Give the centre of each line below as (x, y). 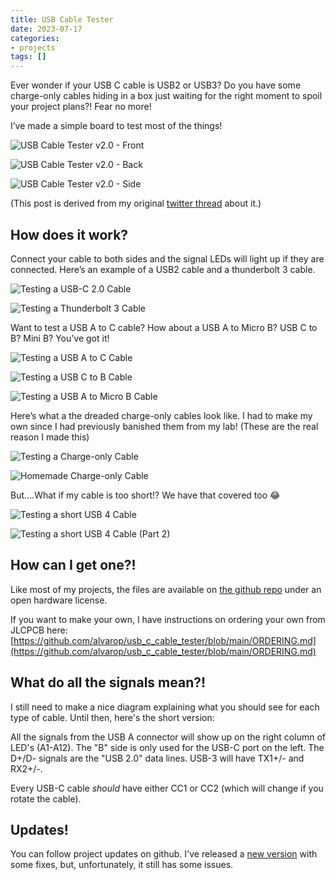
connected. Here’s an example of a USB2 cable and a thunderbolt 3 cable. (163, 269)
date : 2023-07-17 (46, 29)
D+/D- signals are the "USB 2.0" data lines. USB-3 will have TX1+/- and (157, 758)
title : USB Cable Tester (62, 19)
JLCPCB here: (39, 630)
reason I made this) (50, 437)
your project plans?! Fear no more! (81, 107)
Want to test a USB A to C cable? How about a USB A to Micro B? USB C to (164, 327)
